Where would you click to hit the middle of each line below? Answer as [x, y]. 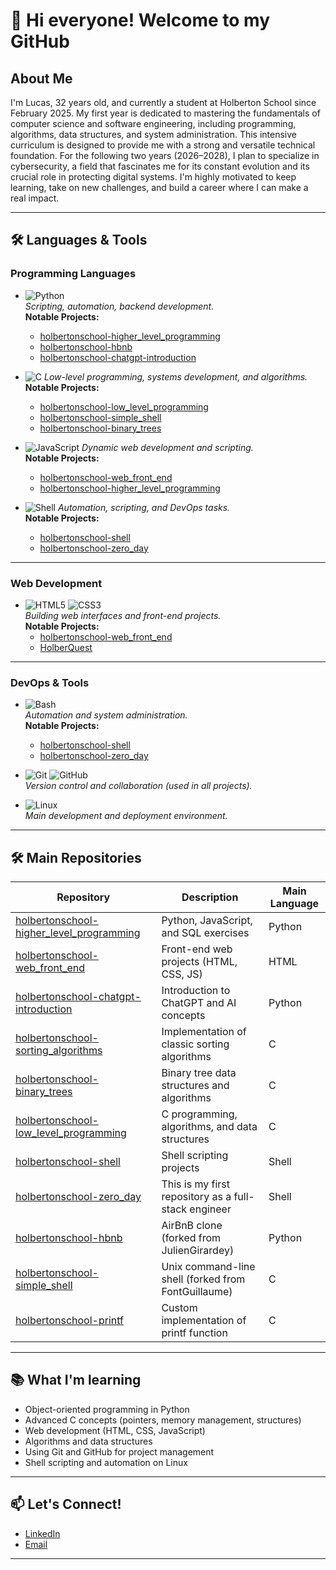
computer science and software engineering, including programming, [153, 123]
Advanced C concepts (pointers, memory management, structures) [163, 1420]
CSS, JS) [182, 974]
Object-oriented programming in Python [107, 1409]
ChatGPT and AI [199, 1003]
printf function [194, 1333]
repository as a [196, 1197]
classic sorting [195, 1044]
